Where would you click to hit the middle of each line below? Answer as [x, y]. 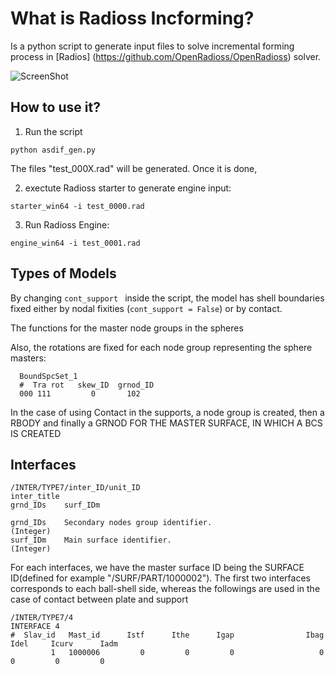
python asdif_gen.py [53, 150]
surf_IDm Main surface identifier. [91, 540]
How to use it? [55, 107]
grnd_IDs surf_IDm [55, 505]
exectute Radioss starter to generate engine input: [128, 188]
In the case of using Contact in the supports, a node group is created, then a [167, 412]
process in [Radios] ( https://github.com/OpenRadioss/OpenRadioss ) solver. [166, 56]
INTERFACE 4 [35, 627]
